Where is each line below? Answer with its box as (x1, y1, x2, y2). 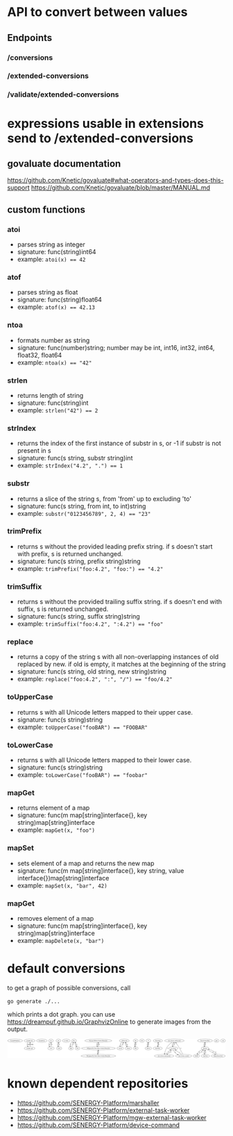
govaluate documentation (7, 158, 121, 169)
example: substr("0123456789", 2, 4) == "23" (17, 509, 151, 517)
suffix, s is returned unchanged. (17, 605, 109, 613)
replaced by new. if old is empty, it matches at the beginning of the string (17, 660, 226, 669)
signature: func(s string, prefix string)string (17, 557, 141, 565)
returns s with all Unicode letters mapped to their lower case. (17, 756, 192, 764)
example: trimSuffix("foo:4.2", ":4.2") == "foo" (17, 619, 164, 628)
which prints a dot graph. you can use (7, 1010, 116, 1018)
